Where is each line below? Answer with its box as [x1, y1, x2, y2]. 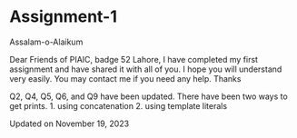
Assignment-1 [9, 6, 118, 27]
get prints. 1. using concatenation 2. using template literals [9, 100, 228, 111]
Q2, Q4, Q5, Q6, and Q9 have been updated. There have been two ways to [9, 91, 288, 102]
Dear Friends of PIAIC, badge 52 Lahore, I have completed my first [9, 54, 259, 64]
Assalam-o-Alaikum [9, 36, 84, 47]
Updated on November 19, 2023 [9, 118, 130, 129]
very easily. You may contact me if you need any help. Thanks [9, 73, 242, 84]
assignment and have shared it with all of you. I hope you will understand [9, 64, 282, 74]
